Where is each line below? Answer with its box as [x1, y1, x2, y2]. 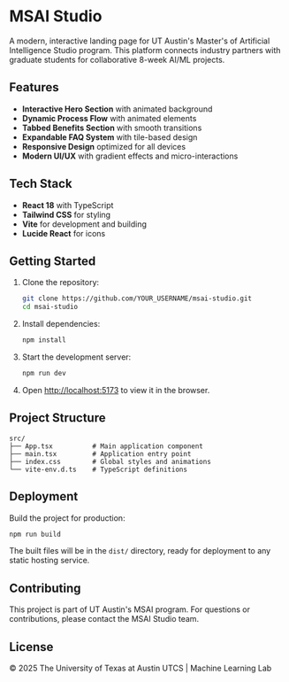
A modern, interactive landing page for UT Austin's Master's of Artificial [9, 35, 270, 46]
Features [9, 80, 59, 95]
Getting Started [9, 253, 96, 268]
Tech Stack [9, 176, 72, 191]
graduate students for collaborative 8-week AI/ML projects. [9, 54, 225, 65]
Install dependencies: [21, 319, 101, 329]
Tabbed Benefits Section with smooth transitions [21, 122, 202, 133]
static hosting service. [9, 555, 90, 566]
